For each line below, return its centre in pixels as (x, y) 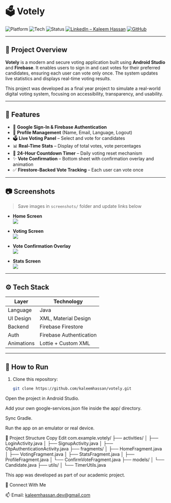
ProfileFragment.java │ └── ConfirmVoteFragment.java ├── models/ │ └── (85, 460)
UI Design (20, 319)
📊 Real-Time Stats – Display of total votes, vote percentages (77, 146)
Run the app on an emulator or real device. (50, 428)
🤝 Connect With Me (26, 485)
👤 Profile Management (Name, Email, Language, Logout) (72, 132)
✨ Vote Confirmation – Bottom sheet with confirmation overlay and (83, 158)
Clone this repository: (35, 379)
